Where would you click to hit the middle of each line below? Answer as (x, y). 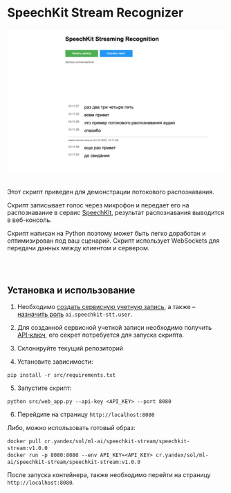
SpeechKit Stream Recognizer (95, 13)
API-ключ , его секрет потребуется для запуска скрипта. (101, 335)
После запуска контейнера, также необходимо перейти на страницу (109, 475)
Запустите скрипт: (44, 388)
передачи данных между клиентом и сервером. (78, 248)
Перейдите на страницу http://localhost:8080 (86, 415)
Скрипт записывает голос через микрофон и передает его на (98, 205)
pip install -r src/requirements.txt (62, 375)
